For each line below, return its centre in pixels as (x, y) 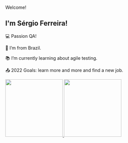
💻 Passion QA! (21, 36)
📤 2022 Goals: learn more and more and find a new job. (64, 70)
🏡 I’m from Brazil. (23, 47)
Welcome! (16, 7)
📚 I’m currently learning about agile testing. (52, 58)
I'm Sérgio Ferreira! (36, 23)
